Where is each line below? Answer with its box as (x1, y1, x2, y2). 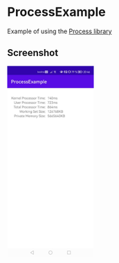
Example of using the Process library (7, 27, 112, 35)
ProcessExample (7, 4, 106, 20)
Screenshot (7, 47, 59, 59)
